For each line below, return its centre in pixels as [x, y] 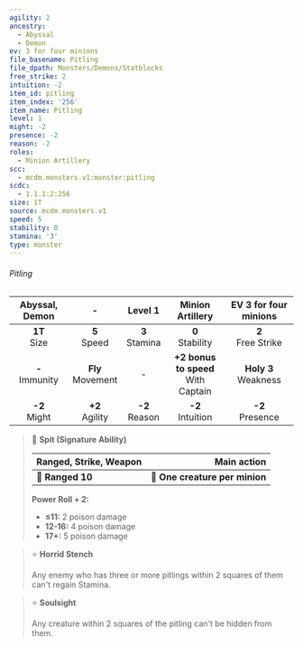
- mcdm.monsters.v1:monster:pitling [86, 177]
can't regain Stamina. [71, 585]
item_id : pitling [42, 93]
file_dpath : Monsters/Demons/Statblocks [87, 69]
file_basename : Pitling [54, 60]
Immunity [39, 380]
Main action [240, 462]
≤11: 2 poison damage [86, 517]
